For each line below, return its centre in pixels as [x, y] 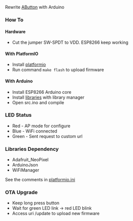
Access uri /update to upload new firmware [56, 214]
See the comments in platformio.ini [40, 180]
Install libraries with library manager [48, 97]
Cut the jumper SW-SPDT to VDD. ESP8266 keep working [70, 42]
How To [14, 20]
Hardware [15, 31]
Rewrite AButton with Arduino [35, 7]
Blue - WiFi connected [35, 131]
